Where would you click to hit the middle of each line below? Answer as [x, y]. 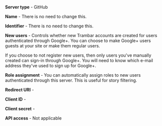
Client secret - [20, 109]
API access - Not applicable [33, 118]
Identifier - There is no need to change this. [49, 26]
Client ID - [15, 99]
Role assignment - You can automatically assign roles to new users [73, 75]
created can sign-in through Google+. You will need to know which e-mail [79, 60]
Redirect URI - [20, 90]
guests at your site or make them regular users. [52, 46]
